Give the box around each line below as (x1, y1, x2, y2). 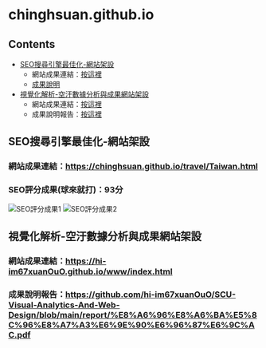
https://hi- (65, 255, 107, 267)
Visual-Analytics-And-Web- (8, 299, 120, 310)
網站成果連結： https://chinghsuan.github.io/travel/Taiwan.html (8, 161, 259, 172)
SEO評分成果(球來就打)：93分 (8, 184, 123, 196)
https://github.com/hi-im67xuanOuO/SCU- (65, 289, 237, 300)
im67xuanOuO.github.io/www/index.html (8, 266, 173, 277)
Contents (8, 38, 56, 51)
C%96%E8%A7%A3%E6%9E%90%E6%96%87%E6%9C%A (8, 319, 255, 330)
